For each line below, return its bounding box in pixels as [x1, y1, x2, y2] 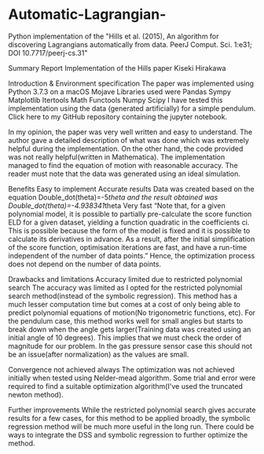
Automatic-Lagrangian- [8, 5, 167, 24]
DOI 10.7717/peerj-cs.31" [8, 48, 88, 57]
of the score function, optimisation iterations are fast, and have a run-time [8, 242, 247, 252]
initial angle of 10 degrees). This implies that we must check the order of [8, 332, 242, 342]
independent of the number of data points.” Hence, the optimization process [8, 251, 255, 260]
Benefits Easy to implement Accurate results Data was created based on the [8, 184, 255, 193]
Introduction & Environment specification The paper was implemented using [8, 79, 254, 88]
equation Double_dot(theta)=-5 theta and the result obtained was [8, 192, 218, 202]
